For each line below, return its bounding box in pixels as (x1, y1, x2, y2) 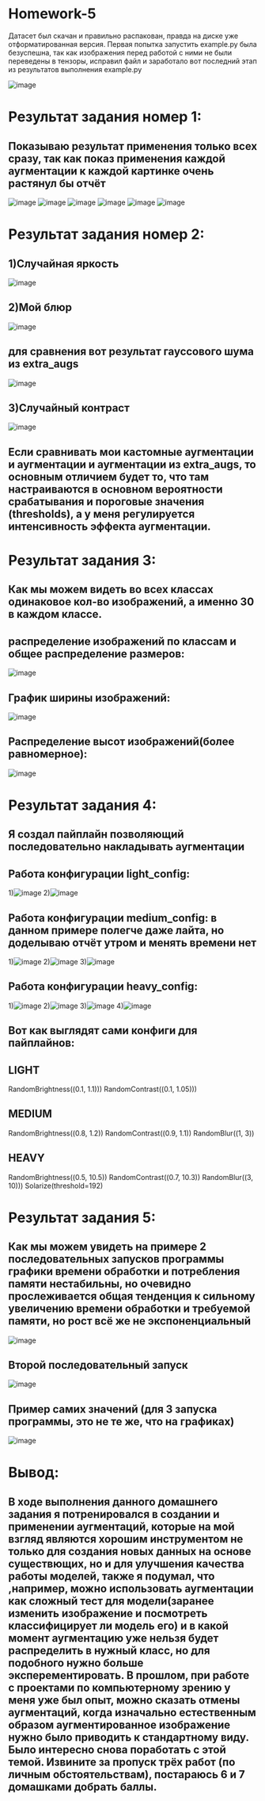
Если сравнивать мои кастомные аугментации (8, 445, 255, 458)
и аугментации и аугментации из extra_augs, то (8, 458, 256, 471)
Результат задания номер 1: (8, 108, 202, 126)
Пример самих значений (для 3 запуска (8, 1402, 218, 1416)
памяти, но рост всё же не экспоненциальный (8, 1314, 252, 1328)
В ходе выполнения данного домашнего (8, 1495, 218, 1508)
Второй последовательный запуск (8, 1358, 188, 1372)
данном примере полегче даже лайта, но (8, 923, 225, 937)
